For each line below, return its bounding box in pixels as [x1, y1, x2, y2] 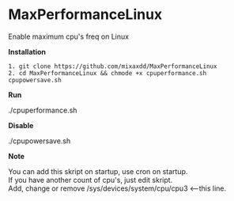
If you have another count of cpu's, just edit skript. [8, 175, 173, 184]
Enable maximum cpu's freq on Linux [8, 32, 129, 41]
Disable [8, 120, 34, 130]
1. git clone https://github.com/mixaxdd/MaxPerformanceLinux [8, 62, 217, 70]
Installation [8, 47, 46, 56]
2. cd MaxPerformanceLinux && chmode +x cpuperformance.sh [8, 69, 207, 77]
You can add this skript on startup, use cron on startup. [8, 166, 188, 176]
